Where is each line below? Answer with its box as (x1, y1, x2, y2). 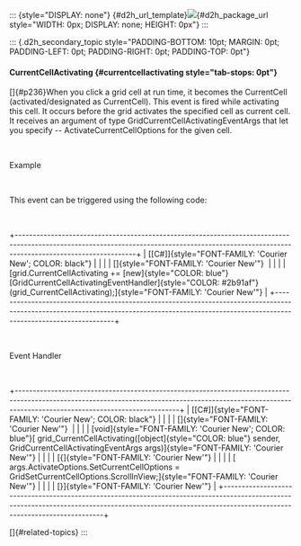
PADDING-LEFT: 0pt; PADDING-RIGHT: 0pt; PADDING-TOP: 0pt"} (9, 46, 250, 57)
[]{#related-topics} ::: (9, 527, 88, 538)
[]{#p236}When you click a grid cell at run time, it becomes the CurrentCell (9, 86, 288, 98)
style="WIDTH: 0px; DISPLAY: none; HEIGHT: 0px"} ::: (9, 19, 209, 30)
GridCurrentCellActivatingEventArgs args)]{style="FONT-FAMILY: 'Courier (9, 443, 284, 453)
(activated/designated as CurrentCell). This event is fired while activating (9, 96, 280, 107)
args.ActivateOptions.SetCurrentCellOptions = (9, 461, 181, 472)
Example (9, 160, 42, 171)
